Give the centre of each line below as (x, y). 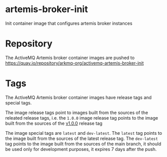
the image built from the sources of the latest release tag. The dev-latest (82, 138)
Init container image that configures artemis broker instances (69, 23)
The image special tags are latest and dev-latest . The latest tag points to (84, 133)
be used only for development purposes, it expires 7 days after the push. (81, 149)
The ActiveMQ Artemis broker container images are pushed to (70, 58)
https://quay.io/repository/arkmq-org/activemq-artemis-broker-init (75, 63)
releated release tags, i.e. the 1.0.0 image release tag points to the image (82, 118)
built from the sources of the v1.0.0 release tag (54, 123)
